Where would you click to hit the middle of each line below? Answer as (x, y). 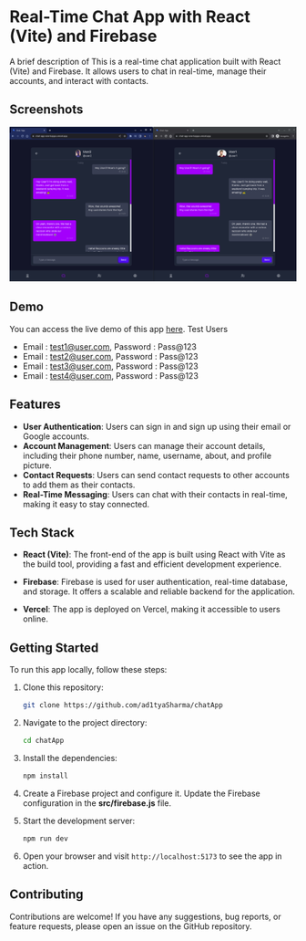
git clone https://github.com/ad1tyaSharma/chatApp (122, 706)
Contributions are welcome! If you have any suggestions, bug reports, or (145, 916)
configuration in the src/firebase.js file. (97, 803)
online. (35, 619)
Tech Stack (42, 533)
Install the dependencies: (70, 758)
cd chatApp (43, 741)
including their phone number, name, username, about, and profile (147, 455)
